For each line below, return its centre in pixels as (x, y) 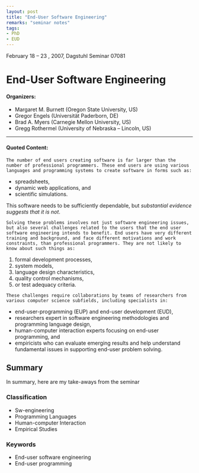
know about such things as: (41, 248)
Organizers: (21, 96)
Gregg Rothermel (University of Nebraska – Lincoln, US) (83, 128)
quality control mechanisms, (49, 278)
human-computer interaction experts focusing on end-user (87, 330)
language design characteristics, (54, 272)
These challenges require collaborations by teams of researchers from (96, 295)
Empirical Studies (36, 429)
